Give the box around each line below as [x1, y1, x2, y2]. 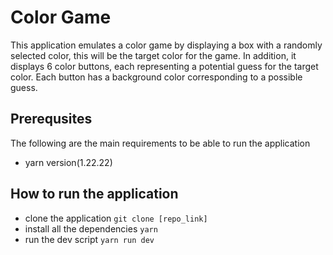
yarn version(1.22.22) [24, 156, 113, 168]
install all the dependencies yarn [24, 222, 158, 235]
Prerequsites [10, 111, 93, 128]
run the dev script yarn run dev [24, 233, 155, 245]
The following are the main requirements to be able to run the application [10, 137, 311, 149]
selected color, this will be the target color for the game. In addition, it [10, 49, 297, 61]
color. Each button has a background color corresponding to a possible [10, 71, 303, 83]
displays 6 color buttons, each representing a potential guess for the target [10, 60, 319, 72]
